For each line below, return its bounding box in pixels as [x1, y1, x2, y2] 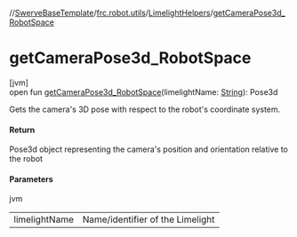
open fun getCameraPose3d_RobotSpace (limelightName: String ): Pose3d [9, 86, 278, 97]
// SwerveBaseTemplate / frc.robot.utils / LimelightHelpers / [9, 8, 213, 18]
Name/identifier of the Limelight [82, 213, 215, 225]
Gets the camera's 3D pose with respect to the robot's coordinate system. [9, 104, 281, 115]
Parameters [9, 173, 53, 185]
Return [9, 124, 36, 135]
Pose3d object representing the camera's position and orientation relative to [9, 144, 289, 154]
